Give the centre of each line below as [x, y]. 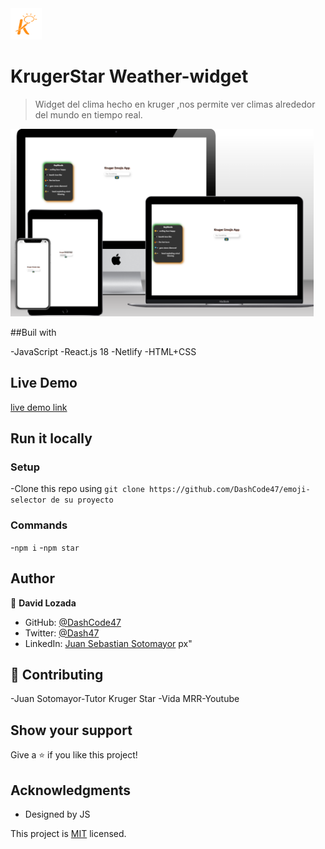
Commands [39, 525]
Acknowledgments [71, 790]
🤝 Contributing [57, 674]
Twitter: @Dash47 [62, 633]
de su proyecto [82, 500]
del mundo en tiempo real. [88, 114]
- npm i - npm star [45, 547]
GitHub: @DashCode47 [73, 622]
